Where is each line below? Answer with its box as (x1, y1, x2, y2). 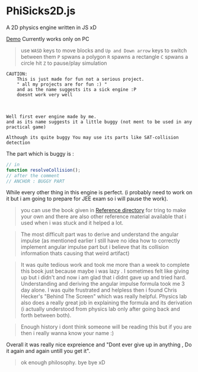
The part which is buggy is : (6, 150, 74, 157)
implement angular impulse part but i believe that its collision (20, 244, 169, 251)
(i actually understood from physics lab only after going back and (20, 305, 180, 313)
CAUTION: (6, 71, 28, 77)
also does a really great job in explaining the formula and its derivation (20, 299, 193, 307)
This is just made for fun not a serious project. (17, 76, 145, 82)
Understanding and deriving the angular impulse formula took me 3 (20, 280, 185, 288)
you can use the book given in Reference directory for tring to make (20, 207, 187, 214)
